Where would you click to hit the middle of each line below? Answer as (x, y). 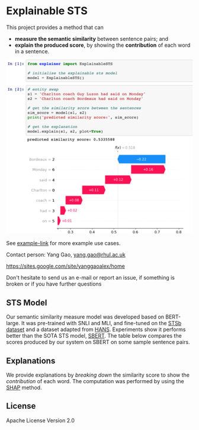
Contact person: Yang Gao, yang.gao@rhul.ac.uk (66, 255)
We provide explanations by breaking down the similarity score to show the (98, 375)
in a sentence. (32, 51)
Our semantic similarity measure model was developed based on (85, 317)
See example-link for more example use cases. (63, 243)
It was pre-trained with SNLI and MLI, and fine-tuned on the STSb (102, 323)
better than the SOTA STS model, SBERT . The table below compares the (94, 336)
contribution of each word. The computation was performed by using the (95, 381)
